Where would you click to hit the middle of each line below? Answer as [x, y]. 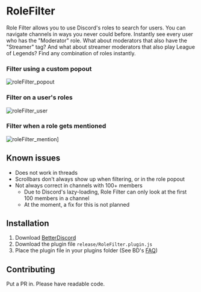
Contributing [31, 269]
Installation [28, 224]
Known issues [33, 158]
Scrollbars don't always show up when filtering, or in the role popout [100, 179]
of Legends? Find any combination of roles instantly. [71, 53]
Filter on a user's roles [40, 97]
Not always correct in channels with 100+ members [79, 185]
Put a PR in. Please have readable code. [56, 284]
